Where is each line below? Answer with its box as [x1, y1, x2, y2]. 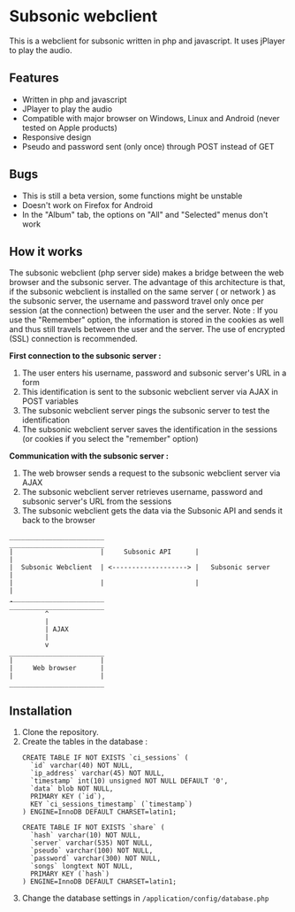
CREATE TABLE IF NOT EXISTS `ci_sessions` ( [21, 754, 189, 762]
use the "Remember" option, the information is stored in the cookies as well [9, 314, 284, 325]
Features [9, 71, 59, 86]
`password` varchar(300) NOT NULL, [30, 854, 162, 863]
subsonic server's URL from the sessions [21, 496, 172, 506]
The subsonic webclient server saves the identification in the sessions [21, 424, 278, 435]
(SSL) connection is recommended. [9, 334, 139, 344]
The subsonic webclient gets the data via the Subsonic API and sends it [21, 506, 283, 516]
